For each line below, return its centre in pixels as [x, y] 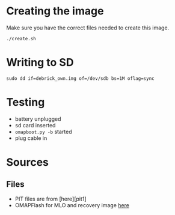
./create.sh [21, 38]
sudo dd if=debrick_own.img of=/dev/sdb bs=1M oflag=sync [80, 78]
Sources [28, 162]
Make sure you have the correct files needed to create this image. [88, 28]
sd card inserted [35, 125]
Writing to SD [40, 63]
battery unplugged [38, 119]
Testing [26, 102]
